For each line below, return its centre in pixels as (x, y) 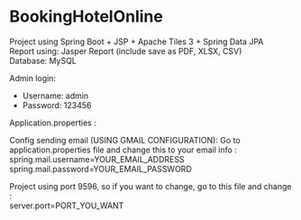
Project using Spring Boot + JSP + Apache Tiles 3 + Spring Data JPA (137, 41)
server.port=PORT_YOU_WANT (67, 206)
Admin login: (33, 78)
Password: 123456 (57, 105)
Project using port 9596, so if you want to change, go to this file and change (150, 186)
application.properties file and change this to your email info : (123, 150)
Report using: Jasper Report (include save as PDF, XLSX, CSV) (126, 50)
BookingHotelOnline (87, 17)
